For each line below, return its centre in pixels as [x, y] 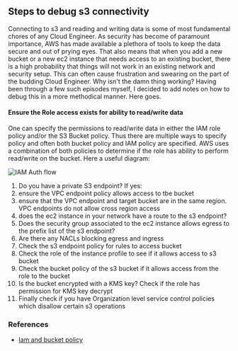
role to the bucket [44, 276]
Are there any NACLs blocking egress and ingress [91, 238]
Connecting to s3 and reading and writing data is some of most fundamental [119, 28]
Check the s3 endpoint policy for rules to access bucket [100, 246]
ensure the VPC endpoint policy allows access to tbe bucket [106, 193]
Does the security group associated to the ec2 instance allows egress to [124, 224]
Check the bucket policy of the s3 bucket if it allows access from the [118, 269]
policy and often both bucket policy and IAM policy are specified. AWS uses [119, 144]
